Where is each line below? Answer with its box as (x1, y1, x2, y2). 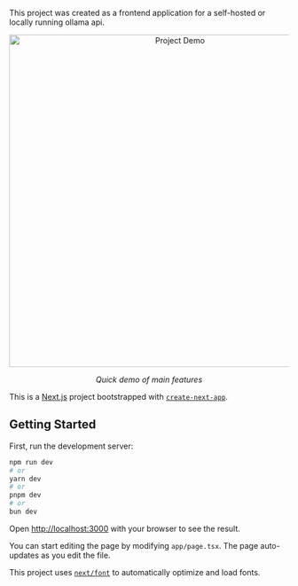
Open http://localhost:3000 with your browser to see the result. (9, 523, 241, 534)
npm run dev (9, 457, 53, 466)
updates (9, 550, 40, 560)
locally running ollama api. (9, 17, 105, 27)
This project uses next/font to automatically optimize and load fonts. (9, 566, 261, 577)
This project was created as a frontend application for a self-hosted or (9, 8, 266, 18)
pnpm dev (9, 491, 42, 500)
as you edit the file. (41, 550, 111, 560)
